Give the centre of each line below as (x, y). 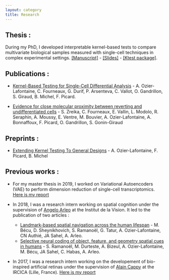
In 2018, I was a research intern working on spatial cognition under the (86, 204)
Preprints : (22, 138)
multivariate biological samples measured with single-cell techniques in (79, 52)
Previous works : (32, 172)
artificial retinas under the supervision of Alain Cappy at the (92, 267)
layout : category (23, 10)
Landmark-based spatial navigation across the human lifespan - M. (90, 225)
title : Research (22, 15)
